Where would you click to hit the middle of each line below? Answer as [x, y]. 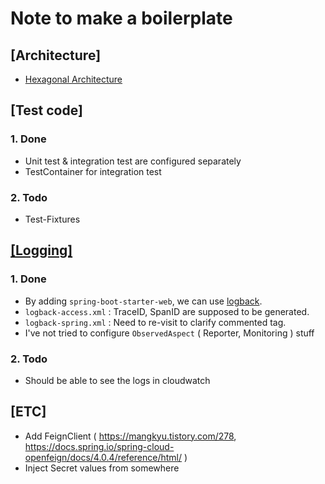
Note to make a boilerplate [121, 18]
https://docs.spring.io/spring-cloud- [99, 446]
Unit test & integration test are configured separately [133, 161]
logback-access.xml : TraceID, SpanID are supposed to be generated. [167, 311]
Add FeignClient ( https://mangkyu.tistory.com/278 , [130, 436]
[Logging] [41, 250]
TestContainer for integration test [93, 171]
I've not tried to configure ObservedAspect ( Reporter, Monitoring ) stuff [169, 333]
